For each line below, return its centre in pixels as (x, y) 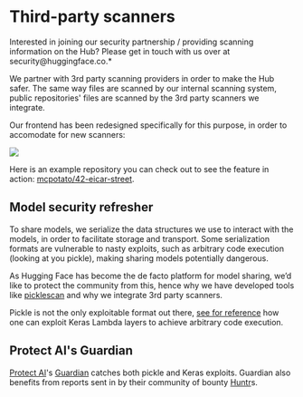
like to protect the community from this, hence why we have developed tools (152, 285)
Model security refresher (81, 207)
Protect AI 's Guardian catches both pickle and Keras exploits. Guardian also (150, 373)
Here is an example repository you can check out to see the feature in (139, 169)
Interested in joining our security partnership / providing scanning (132, 42)
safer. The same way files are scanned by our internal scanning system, (143, 88)
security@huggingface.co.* (61, 61)
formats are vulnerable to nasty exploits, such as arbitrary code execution (147, 248)
